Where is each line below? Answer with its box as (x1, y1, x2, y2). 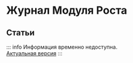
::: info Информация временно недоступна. (6, 43, 118, 50)
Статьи (6, 28, 35, 38)
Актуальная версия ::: (6, 50, 63, 57)
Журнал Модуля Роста (6, 4, 128, 17)
